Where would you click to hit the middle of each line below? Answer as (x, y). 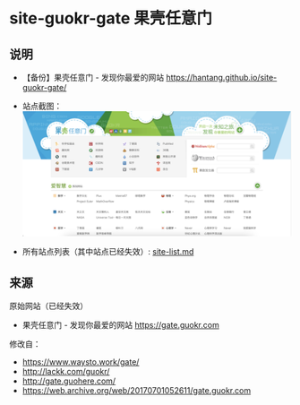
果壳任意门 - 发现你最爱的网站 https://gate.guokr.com (120, 325)
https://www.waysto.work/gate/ (81, 362)
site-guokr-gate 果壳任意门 (111, 18)
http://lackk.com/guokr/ (66, 372)
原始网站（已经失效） (48, 306)
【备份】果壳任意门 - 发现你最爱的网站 (93, 78)
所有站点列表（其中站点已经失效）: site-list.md (108, 252)
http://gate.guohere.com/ (69, 381)
